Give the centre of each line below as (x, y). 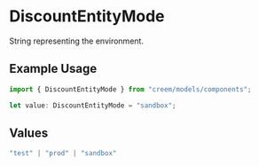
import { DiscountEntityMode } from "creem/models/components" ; (130, 89)
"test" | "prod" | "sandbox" (63, 154)
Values (29, 133)
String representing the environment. (77, 41)
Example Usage (53, 69)
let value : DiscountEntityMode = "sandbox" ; (93, 105)
